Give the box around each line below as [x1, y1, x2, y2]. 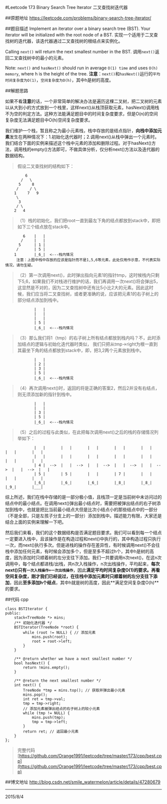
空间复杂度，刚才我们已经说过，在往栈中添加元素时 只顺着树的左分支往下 [5, 573, 153, 579]
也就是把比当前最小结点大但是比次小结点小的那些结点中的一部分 [26, 506, 158, 512]
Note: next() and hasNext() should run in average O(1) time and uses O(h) [5, 65, 158, 71]
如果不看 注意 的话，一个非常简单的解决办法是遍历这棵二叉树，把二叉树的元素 [5, 98, 162, 104]
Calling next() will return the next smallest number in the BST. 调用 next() [5, 49, 156, 54]
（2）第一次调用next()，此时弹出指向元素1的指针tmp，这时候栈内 [17, 272, 151, 278]
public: [5, 611, 21, 616]
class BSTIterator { [5, 606, 48, 611]
